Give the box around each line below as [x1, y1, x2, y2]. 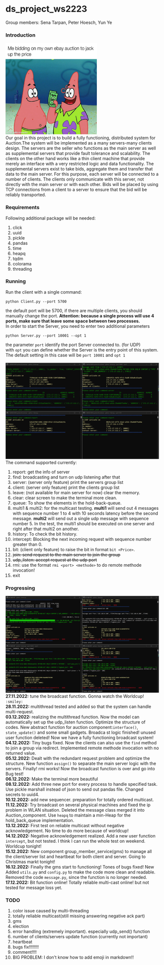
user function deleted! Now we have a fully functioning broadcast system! [5, 735, 154, 741]
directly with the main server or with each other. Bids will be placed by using [5, 182, 159, 187]
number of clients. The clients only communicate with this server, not [5, 176, 144, 182]
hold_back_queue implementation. [5, 817, 74, 823]
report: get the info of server [12, 469, 70, 475]
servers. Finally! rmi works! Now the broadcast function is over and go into [5, 766, 155, 772]
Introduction [5, 32, 36, 38]
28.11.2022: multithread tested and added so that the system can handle [5, 704, 151, 709]
